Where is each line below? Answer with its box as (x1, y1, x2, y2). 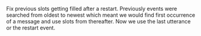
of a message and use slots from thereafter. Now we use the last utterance (6, 18, 191, 25)
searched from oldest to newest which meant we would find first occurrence (6, 11, 196, 19)
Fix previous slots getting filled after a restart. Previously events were (6, 5, 178, 12)
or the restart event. (6, 24, 56, 31)
